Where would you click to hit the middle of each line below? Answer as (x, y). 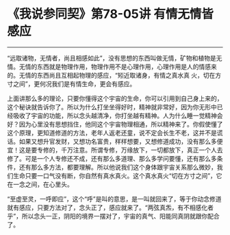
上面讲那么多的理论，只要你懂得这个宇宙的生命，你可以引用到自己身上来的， (115, 98)
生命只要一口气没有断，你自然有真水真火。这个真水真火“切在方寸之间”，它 (117, 175)
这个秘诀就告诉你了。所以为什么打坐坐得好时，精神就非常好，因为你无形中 (112, 107)
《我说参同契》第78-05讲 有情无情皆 (111, 14)
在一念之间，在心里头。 (40, 184)
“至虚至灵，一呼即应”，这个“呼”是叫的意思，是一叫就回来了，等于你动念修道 (114, 199)
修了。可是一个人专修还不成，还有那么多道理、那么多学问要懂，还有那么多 (112, 158)
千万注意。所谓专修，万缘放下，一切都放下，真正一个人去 (142, 150)
